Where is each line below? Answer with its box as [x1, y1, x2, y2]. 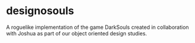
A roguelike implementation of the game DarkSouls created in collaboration [6, 24, 189, 31]
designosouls [6, 4, 74, 18]
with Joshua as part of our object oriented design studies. [6, 29, 147, 37]
